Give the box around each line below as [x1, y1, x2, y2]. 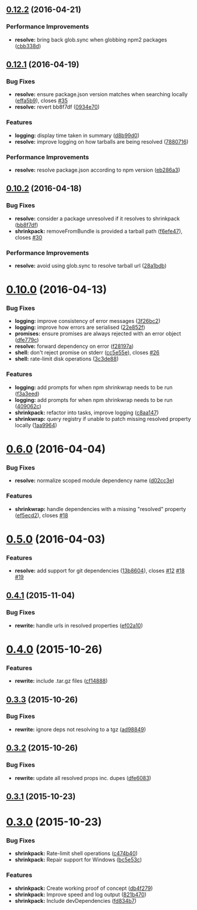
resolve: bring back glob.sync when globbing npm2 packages [14, 36, 167, 43]
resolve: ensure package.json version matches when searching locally [14, 91, 188, 98]
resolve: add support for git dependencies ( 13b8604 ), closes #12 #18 [14, 567, 185, 574]
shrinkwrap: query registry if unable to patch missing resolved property [14, 415, 191, 422]
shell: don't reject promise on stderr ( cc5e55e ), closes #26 [14, 349, 160, 356]
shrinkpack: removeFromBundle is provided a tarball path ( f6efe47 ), [14, 227, 183, 234]
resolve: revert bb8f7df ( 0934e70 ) [14, 103, 100, 110]
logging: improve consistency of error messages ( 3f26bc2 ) [14, 318, 161, 325]
